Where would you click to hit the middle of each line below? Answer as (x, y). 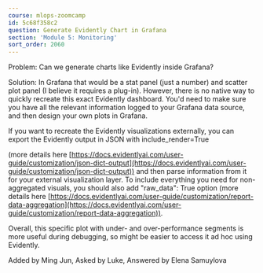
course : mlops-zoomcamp (47, 15)
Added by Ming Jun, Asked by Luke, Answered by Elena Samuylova (117, 260)
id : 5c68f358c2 (33, 23)
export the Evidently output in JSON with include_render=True (109, 139)
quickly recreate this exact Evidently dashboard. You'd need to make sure (127, 99)
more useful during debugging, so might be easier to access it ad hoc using (130, 237)
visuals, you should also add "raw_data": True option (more (143, 188)
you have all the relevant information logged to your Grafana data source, (126, 108)
